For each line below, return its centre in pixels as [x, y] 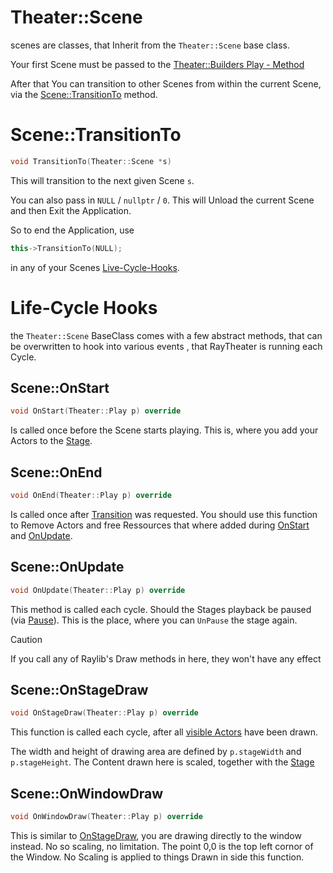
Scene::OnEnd [56, 472]
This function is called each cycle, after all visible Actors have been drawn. [164, 732]
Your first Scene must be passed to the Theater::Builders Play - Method [157, 64]
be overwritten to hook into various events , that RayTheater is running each [166, 346]
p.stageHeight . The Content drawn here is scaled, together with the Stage [162, 762]
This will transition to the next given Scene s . [102, 180]
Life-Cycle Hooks [84, 307]
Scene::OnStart [60, 387]
